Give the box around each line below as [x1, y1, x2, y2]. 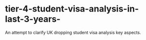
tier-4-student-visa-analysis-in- [5, 3, 139, 14]
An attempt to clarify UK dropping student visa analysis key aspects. [5, 29, 141, 35]
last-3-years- [5, 13, 61, 25]
